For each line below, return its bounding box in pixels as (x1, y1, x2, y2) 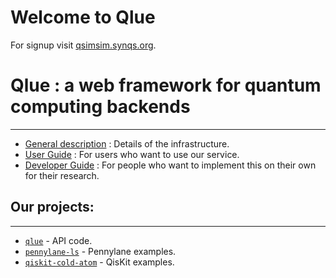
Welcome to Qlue (10, 6, 156, 29)
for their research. (24, 169, 100, 181)
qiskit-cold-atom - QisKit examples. (24, 256, 175, 268)
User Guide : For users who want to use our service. (24, 148, 240, 160)
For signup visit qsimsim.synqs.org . (10, 39, 157, 51)
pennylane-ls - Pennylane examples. (24, 245, 177, 257)
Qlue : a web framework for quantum (10, 74, 322, 97)
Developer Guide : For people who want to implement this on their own (24, 159, 317, 171)
